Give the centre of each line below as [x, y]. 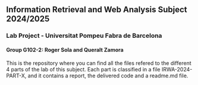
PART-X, [16, 76]
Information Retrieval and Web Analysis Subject [97, 10]
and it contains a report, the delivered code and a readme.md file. [108, 76]
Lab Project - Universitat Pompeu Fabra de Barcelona [84, 36]
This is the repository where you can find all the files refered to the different [99, 63]
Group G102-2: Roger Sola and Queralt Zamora [65, 50]
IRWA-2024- [177, 69]
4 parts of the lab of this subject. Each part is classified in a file [83, 69]
